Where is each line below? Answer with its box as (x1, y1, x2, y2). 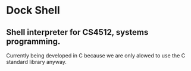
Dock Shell (6, 4, 61, 17)
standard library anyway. (6, 59, 67, 65)
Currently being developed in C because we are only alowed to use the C (6, 52, 186, 59)
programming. (6, 36, 61, 46)
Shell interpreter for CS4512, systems (6, 27, 149, 37)
